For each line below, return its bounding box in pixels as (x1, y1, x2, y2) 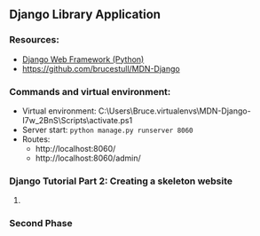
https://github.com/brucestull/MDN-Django (21, 63, 180, 74)
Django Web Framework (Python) (21, 53, 145, 65)
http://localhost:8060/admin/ (35, 153, 142, 163)
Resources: (9, 34, 59, 46)
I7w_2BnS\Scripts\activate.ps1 (21, 114, 133, 125)
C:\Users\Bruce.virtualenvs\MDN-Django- (98, 106, 251, 116)
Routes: (21, 133, 51, 145)
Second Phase (9, 217, 73, 230)
